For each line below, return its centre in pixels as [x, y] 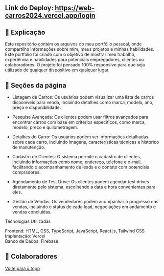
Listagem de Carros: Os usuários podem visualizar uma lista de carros [83, 97]
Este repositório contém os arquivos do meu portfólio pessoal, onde [73, 44]
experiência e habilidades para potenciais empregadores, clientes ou [75, 60]
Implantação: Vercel [25, 236]
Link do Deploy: [29, 8]
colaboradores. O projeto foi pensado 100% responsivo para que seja [75, 65]
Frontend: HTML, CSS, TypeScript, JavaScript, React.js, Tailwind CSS [75, 231]
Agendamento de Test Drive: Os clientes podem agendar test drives [81, 182]
